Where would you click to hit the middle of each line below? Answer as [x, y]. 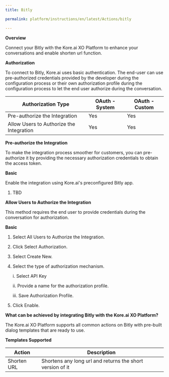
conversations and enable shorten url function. [54, 53]
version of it [55, 367]
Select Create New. [32, 256]
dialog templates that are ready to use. [45, 330]
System [105, 107]
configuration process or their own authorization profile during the [74, 83]
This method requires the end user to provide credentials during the [75, 212]
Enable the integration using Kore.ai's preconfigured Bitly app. [70, 182]
